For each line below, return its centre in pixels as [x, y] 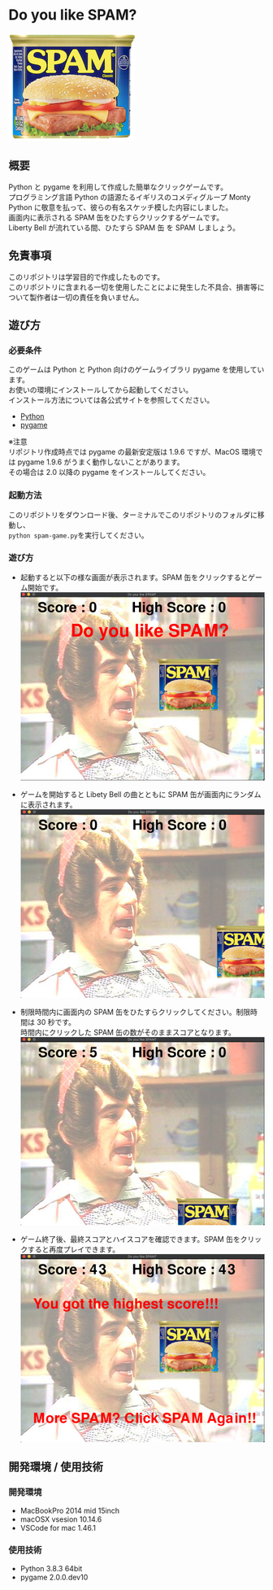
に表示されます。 [48, 805]
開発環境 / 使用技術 [56, 1467]
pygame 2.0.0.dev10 [54, 1577]
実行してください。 [117, 535]
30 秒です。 [56, 1022]
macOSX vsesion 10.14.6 [61, 1519]
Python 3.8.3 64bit [51, 1568]
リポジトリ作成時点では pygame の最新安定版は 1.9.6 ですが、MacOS [124, 452]
